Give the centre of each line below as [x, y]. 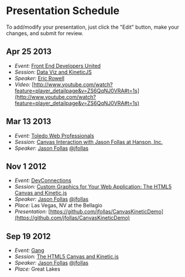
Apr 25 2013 [29, 52]
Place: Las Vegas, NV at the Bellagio [58, 206]
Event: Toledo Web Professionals [54, 135]
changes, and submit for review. [45, 33]
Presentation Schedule [63, 11]
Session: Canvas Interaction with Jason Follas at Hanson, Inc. [88, 142]
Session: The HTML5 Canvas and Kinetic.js [66, 257]
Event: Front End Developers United [58, 66]
